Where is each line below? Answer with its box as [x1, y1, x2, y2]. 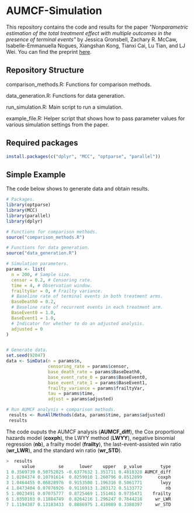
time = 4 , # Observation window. [11, 283, 93, 288]
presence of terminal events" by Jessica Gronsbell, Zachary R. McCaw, [6, 36, 178, 43]
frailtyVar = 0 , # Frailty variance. [11, 288, 103, 294]
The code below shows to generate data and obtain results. [6, 185, 150, 192]
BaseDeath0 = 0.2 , [11, 299, 57, 305]
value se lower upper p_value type [21, 463, 171, 469]
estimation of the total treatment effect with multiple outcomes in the [6, 29, 172, 36]
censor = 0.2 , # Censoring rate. [11, 277, 93, 283]
